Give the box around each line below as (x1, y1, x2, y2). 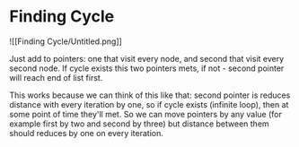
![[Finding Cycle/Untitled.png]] (9, 36, 123, 47)
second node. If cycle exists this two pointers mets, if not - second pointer (9, 63, 285, 73)
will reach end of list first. (9, 72, 103, 82)
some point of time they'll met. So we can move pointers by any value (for (9, 108, 283, 119)
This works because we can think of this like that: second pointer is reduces (9, 90, 291, 100)
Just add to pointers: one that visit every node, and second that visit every (9, 53, 285, 64)
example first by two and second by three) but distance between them (9, 118, 269, 129)
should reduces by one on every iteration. (9, 127, 163, 138)
